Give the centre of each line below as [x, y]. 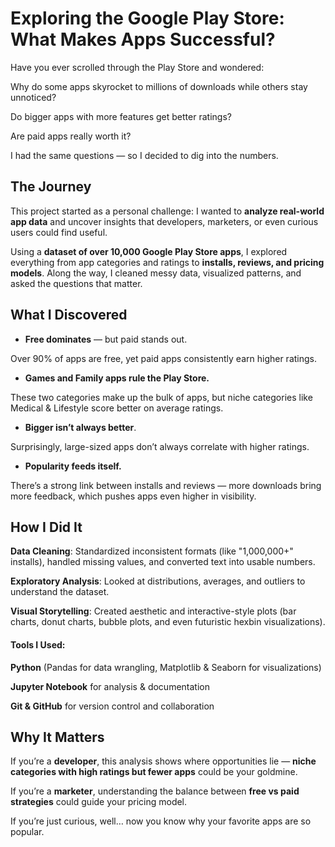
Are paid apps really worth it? [71, 136]
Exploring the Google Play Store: [147, 18]
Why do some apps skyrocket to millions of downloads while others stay [159, 86]
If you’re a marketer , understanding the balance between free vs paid [155, 791]
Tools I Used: [38, 644]
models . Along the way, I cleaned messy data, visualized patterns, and [156, 273]
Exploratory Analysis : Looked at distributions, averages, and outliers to [158, 581]
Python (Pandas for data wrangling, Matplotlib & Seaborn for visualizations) [166, 667]
